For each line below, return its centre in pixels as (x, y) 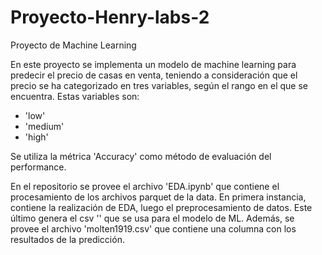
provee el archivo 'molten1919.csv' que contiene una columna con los (153, 228)
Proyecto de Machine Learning (73, 45)
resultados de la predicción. (67, 239)
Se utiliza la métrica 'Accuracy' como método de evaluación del (141, 156)
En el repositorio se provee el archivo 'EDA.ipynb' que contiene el (145, 186)
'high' (36, 137)
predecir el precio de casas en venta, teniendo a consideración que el (154, 75)
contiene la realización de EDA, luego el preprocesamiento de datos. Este (161, 207)
